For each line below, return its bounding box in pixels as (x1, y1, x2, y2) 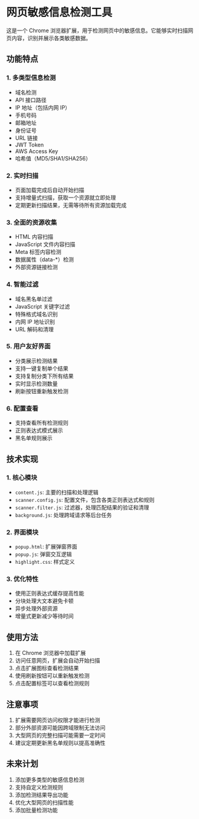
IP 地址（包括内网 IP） (15, 104, 71, 111)
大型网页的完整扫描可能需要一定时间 (15, 732, 106, 739)
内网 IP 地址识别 (15, 318, 56, 325)
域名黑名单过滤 (15, 295, 53, 303)
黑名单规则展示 (15, 434, 53, 442)
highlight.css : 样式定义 (15, 558, 75, 566)
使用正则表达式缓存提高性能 (15, 590, 85, 597)
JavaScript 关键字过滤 (15, 303, 70, 310)
